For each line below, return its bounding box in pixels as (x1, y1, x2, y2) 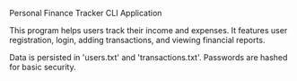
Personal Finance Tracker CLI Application (9, 8, 162, 18)
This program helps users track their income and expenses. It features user (9, 25, 288, 35)
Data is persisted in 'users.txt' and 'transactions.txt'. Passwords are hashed (9, 52, 288, 62)
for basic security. (9, 62, 76, 72)
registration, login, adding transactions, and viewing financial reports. (9, 35, 266, 45)
